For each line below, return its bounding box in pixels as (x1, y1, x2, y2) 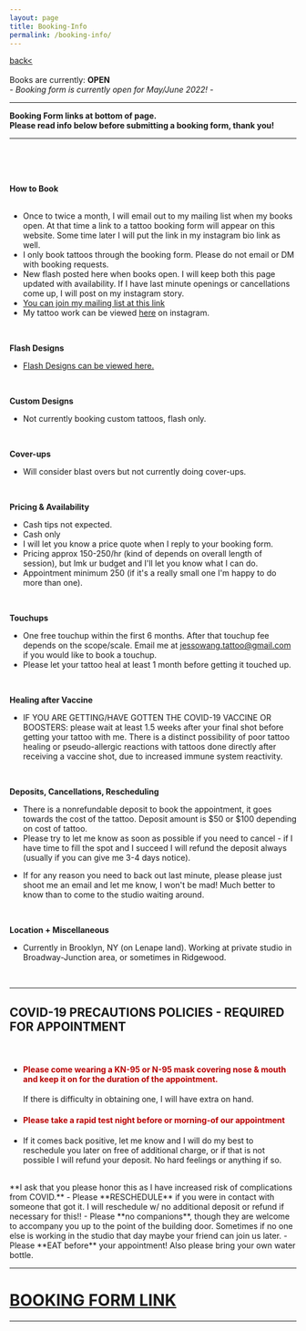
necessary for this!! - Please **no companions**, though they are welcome (9, 1211, 291, 1222)
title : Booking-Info (9, 22, 88, 31)
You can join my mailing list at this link (22, 298, 166, 309)
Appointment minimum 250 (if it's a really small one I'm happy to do (22, 568, 277, 578)
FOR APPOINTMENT (9, 1019, 127, 1034)
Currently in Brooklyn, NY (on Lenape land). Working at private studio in (22, 942, 292, 953)
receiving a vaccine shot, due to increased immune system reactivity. (22, 751, 283, 762)
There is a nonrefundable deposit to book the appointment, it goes (22, 804, 272, 815)
